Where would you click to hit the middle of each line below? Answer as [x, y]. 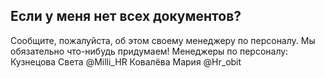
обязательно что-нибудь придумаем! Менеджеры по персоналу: [149, 51]
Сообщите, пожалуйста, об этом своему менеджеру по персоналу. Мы [163, 40]
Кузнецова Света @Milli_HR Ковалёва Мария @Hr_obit [126, 61]
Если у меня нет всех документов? [126, 16]
